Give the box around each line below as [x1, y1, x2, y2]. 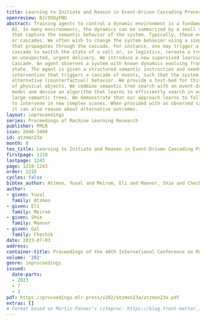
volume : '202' [6, 254, 43, 261]
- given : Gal [6, 226, 40, 232]
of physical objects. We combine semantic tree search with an [12, 83, 177, 90]
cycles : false [6, 174, 43, 181]
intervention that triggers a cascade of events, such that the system [12, 72, 199, 78]
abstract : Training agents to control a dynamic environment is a [6, 20, 180, 26]
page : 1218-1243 [6, 163, 48, 169]
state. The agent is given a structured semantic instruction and [12, 66, 185, 72]
